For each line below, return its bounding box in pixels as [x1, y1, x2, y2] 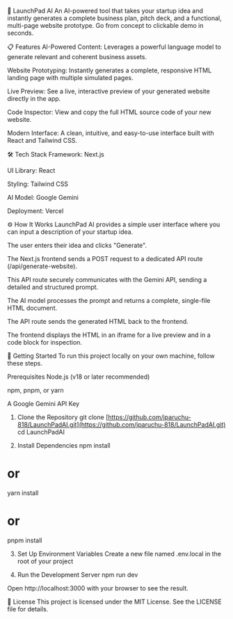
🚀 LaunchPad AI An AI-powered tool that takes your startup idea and [7, 7, 204, 15]
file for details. [7, 604, 49, 613]
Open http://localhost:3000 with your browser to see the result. [7, 583, 189, 592]
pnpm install [7, 536, 42, 544]
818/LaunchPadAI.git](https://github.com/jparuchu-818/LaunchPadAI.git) [17, 421, 226, 428]
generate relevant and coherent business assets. [7, 53, 147, 61]
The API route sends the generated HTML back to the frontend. [7, 318, 189, 325]
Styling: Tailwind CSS [7, 180, 68, 188]
